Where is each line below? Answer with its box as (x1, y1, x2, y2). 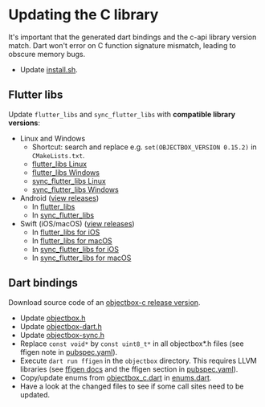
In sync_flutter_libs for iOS (31, 244, 119, 254)
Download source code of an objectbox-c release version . (8, 297, 201, 307)
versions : (8, 118, 41, 128)
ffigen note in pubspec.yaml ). (19, 347, 118, 356)
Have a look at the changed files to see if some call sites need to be (19, 381, 244, 391)
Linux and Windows (19, 133, 86, 143)
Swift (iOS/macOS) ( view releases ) (19, 218, 135, 228)
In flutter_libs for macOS (31, 235, 112, 246)
